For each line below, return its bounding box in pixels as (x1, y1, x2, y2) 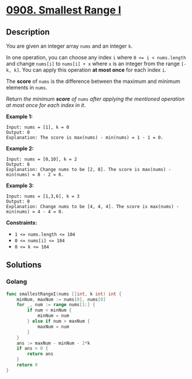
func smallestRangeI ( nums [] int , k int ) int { (6, 291, 122, 297)
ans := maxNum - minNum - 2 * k (16, 340, 91, 346)
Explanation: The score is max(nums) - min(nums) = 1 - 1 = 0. (6, 135, 164, 140)
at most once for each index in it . (6, 102, 86, 109)
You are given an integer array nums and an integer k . (6, 42, 133, 49)
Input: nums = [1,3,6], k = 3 (6, 193, 80, 199)
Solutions (6, 260, 42, 270)
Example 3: (6, 182, 34, 189)
